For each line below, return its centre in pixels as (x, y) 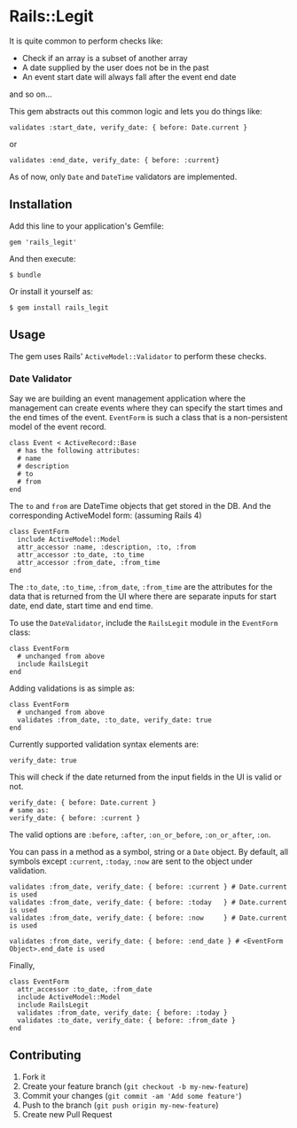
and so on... (31, 94)
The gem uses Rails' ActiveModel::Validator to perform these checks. (138, 356)
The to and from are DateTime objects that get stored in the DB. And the (141, 505)
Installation (41, 204)
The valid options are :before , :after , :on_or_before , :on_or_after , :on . (140, 834)
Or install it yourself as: (51, 291)
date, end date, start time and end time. (81, 606)
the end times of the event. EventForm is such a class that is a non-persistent (148, 417)
